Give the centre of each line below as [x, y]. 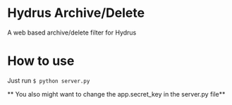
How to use [41, 61]
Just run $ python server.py [49, 80]
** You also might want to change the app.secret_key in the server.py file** [116, 94]
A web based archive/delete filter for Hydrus [72, 32]
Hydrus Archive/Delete [76, 13]
